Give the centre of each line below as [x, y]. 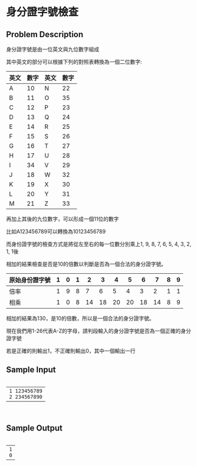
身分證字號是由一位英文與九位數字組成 [52, 49]
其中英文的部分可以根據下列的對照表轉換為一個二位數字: [74, 62]
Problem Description [45, 34]
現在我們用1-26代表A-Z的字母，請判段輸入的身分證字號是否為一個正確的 [93, 331]
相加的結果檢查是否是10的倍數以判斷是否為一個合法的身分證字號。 [86, 264]
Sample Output [35, 428]
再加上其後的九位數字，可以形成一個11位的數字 [63, 219]
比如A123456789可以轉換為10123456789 [56, 232]
